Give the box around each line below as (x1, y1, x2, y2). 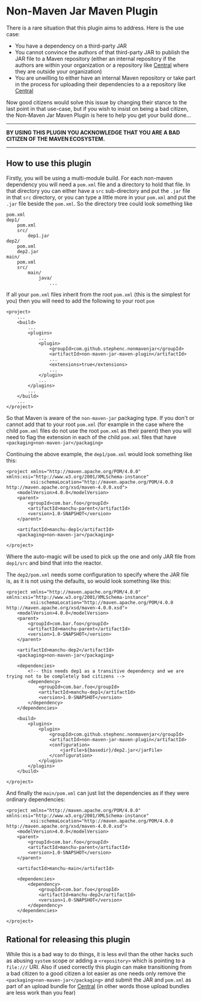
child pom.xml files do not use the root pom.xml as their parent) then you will (6, 427, 191, 434)
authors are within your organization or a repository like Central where (14, 61, 189, 69)
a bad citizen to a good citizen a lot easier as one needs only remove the (6, 969, 186, 977)
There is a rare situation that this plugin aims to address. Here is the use (6, 24, 185, 31)
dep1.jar (28, 233, 50, 239)
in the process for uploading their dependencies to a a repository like (14, 80, 186, 88)
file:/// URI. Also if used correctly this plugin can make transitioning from (6, 963, 192, 971)
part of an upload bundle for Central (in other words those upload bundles (6, 982, 189, 989)
